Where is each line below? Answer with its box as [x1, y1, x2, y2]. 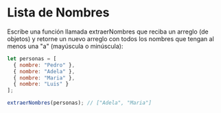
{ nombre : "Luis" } [13, 81, 69, 88]
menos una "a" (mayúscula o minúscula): [7, 42, 124, 50]
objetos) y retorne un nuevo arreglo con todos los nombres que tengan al [7, 34, 214, 42]
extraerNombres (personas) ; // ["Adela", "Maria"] [7, 99, 152, 107]
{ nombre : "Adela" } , [13, 68, 75, 75]
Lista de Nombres [7, 5, 110, 21]
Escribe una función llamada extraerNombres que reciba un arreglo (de [7, 27, 209, 36]
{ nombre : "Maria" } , [13, 74, 75, 81]
